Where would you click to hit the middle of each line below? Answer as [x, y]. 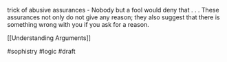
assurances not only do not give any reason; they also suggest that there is [113, 17]
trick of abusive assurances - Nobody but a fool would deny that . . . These [113, 10]
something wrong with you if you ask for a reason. [78, 24]
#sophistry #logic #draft [41, 51]
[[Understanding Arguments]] [49, 38]
